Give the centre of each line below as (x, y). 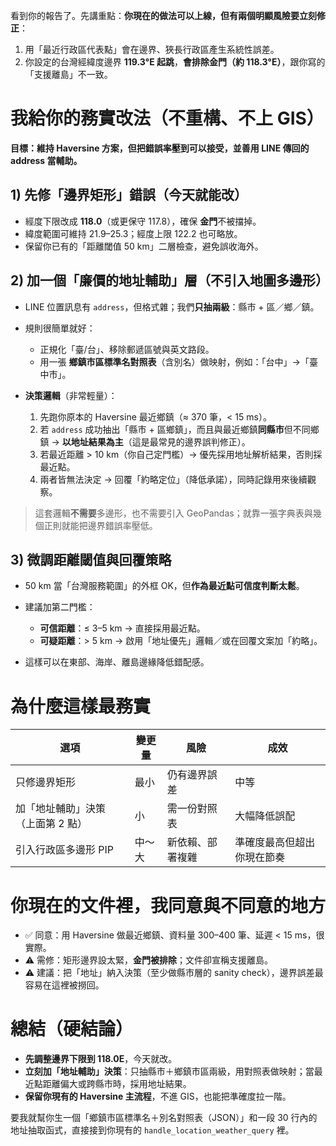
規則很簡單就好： (60, 328)
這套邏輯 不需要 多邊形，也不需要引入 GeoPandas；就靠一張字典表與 (173, 513)
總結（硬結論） (72, 1029)
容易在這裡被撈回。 (64, 985)
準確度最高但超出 (275, 842)
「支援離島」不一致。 (68, 74)
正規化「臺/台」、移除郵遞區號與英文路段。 (127, 349)
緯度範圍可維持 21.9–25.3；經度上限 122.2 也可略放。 (133, 233)
